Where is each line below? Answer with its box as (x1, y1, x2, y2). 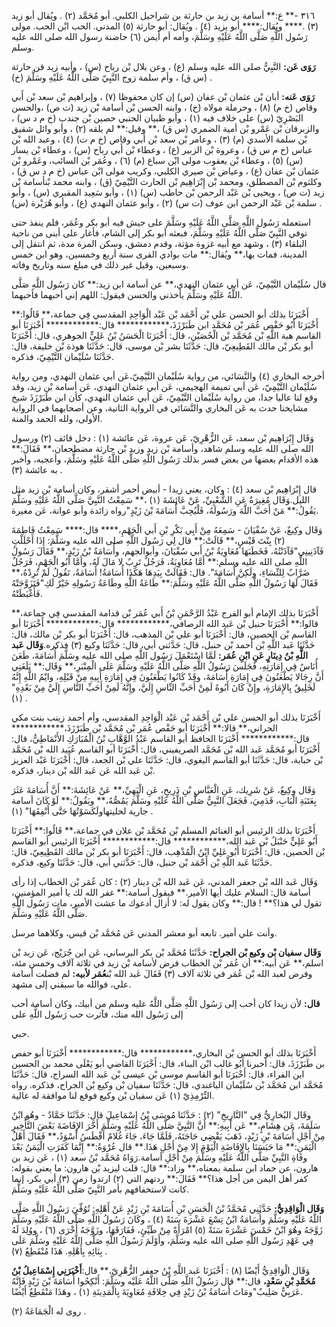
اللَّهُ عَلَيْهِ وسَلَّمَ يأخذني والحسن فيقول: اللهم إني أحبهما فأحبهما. (11, 289, 243, 300)
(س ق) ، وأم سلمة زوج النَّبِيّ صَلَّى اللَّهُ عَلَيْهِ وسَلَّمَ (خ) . (11, 71, 213, 83)
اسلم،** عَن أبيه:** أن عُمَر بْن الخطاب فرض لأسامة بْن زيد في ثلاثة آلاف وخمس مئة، (11, 957, 324, 969)
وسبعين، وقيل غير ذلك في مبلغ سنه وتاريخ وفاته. (11, 259, 189, 270)
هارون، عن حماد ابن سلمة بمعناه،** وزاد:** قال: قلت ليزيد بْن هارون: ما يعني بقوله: (11, 1162, 319, 1174)
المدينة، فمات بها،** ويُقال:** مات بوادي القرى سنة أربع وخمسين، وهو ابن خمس (11, 248, 308, 260)
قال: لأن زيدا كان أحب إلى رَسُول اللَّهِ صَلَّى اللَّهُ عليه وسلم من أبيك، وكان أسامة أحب (11, 998, 321, 1009)
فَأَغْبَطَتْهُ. (11, 588, 43, 599)
